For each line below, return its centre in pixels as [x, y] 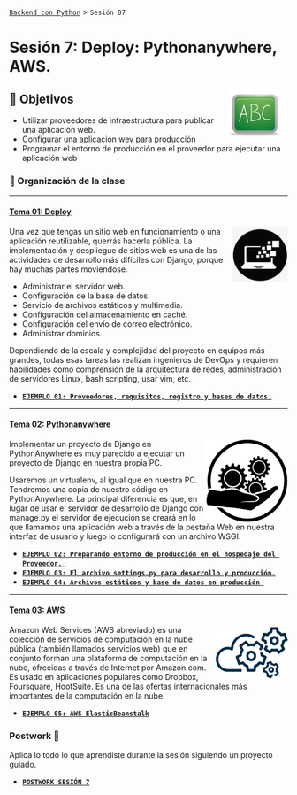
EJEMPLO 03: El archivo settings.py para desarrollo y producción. [148, 573]
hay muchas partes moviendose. [69, 269]
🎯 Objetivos [42, 99]
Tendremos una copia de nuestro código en [89, 489]
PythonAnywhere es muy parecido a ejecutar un [97, 453]
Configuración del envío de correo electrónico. [107, 324]
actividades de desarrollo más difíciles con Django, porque [116, 259]
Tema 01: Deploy [41, 212]
